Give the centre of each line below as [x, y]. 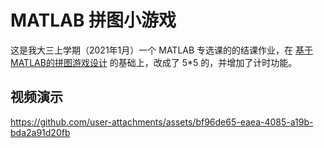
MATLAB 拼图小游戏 [93, 20]
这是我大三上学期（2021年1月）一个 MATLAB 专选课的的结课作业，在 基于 [161, 50]
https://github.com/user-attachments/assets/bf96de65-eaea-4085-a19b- [162, 122]
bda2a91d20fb [40, 132]
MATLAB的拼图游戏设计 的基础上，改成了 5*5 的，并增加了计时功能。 [154, 62]
